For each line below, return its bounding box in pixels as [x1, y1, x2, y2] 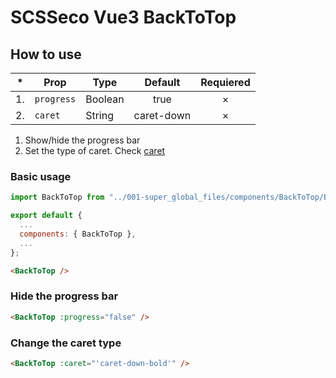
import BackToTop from [10, 192, 105, 203]
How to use [10, 46, 82, 63]
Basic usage [10, 169, 72, 183]
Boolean [85, 92, 125, 106]
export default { [10, 211, 83, 221]
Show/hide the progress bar [24, 134, 141, 146]
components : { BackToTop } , [19, 229, 137, 239]
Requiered [200, 76, 251, 89]
